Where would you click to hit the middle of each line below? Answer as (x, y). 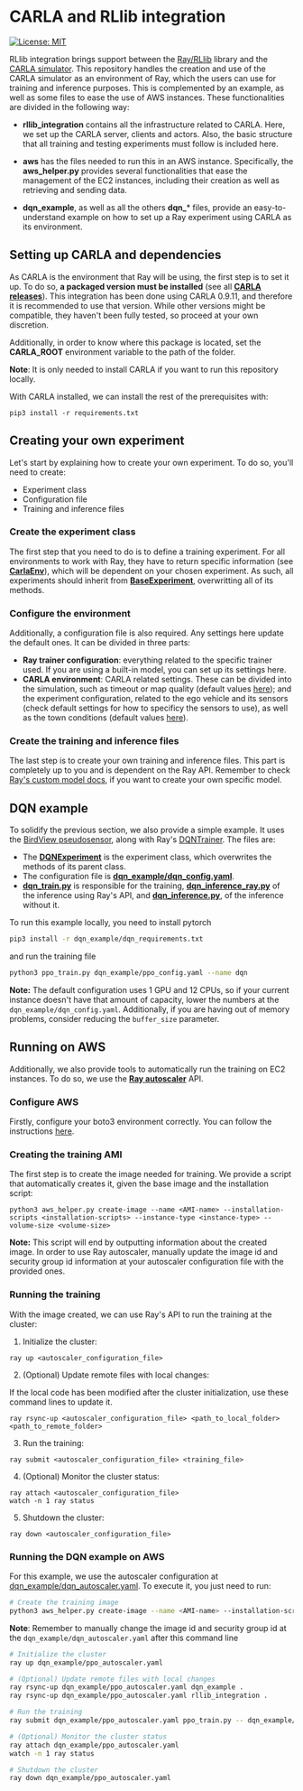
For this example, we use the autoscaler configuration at (114, 1576)
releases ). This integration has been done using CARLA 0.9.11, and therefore (151, 296)
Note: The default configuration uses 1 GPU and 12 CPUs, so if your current (150, 990)
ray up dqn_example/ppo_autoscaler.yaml (87, 1663)
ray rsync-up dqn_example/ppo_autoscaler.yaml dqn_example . (127, 1687)
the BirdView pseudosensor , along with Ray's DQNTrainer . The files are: (142, 840)
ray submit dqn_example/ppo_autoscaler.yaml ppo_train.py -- (127, 1721)
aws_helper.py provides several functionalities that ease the (135, 171)
